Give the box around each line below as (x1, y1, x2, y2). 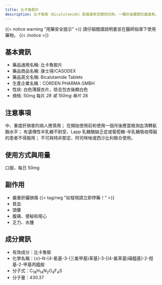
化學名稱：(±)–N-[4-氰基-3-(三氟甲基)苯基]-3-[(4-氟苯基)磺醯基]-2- (12, 255, 149, 261)
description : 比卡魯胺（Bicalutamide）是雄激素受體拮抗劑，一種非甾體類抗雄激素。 (5, 12, 159, 17)
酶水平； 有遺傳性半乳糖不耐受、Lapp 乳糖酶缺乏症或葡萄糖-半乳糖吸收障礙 (5, 129, 158, 135)
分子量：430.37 (12, 275, 44, 281)
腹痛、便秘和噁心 (12, 213, 47, 219)
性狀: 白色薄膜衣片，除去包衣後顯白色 (12, 87, 88, 93)
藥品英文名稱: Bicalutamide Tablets (12, 74, 83, 80)
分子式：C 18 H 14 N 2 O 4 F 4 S (12, 267, 62, 275)
